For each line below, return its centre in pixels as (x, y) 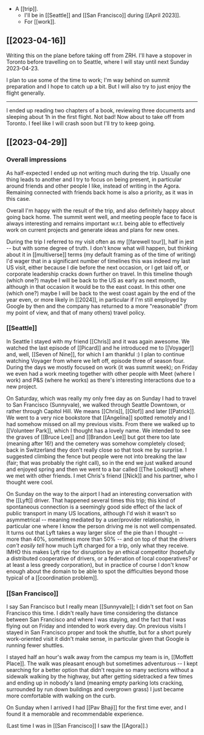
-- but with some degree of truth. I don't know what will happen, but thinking (102, 248)
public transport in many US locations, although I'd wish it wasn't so (91, 513)
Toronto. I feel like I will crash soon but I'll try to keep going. (81, 123)
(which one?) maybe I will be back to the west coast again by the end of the (101, 293)
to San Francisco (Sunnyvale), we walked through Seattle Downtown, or (96, 405)
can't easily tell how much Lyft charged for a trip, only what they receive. (98, 545)
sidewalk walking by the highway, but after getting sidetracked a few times (100, 677)
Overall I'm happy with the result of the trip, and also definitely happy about (101, 210)
